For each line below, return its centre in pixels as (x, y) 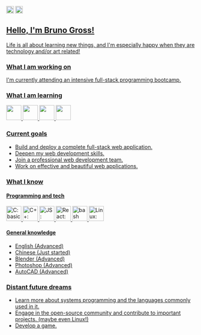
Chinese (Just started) (43, 253)
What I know (25, 181)
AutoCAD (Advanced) (42, 272)
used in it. (27, 307)
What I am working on (39, 67)
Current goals (27, 134)
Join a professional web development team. (69, 160)
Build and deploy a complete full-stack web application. (84, 146)
